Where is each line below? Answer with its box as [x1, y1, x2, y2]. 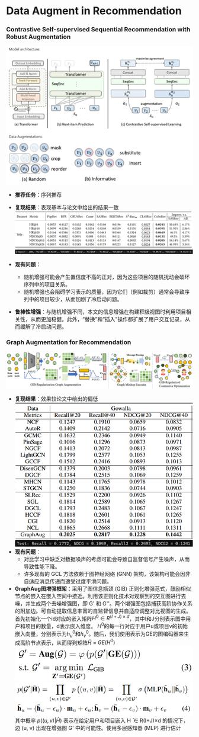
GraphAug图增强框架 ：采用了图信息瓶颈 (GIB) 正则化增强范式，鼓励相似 [14, 585, 191, 592]
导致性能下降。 [23, 563, 60, 570]
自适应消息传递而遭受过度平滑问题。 [23, 578, 113, 585]
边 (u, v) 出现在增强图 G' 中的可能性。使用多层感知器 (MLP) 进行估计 [14, 724, 182, 731]
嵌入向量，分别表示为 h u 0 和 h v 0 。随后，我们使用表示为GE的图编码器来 [14, 629, 184, 639]
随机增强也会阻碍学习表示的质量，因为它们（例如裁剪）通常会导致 [23, 289, 185, 296]
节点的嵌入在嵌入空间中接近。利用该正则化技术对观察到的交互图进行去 [14, 592, 187, 600]
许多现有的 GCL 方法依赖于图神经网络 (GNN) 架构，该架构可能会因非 [23, 570, 191, 577]
